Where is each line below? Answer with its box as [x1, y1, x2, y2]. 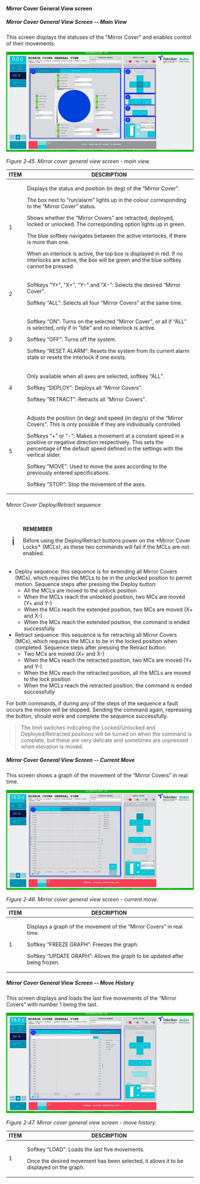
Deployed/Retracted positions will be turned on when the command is [20, 730, 192, 737]
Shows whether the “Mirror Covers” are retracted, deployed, [26, 214, 174, 221]
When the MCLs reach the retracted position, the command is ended [23, 681, 192, 689]
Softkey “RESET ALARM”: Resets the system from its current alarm [26, 348, 189, 355]
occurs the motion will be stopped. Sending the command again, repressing [6, 706, 192, 713]
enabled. [23, 550, 45, 557]
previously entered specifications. [26, 469, 110, 476]
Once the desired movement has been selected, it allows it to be [26, 1157, 183, 1165]
